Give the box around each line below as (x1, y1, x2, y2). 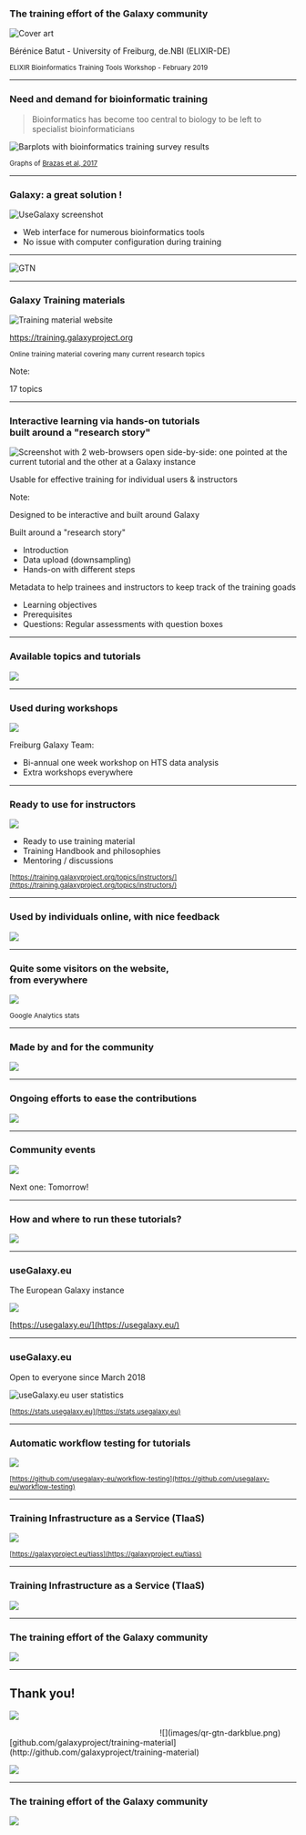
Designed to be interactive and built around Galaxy (9, 510, 200, 521)
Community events (9, 1143, 96, 1156)
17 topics (9, 384, 43, 395)
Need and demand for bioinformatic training (9, 93, 208, 106)
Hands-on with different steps (22, 564, 136, 575)
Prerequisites (22, 609, 73, 620)
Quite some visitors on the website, (9, 962, 170, 974)
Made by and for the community (9, 1040, 155, 1053)
